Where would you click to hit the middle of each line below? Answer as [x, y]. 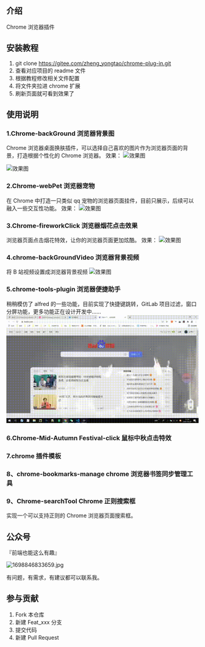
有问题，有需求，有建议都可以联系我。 [54, 577]
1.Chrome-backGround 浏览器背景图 [60, 133]
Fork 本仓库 [30, 615]
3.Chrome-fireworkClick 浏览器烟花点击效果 [72, 225]
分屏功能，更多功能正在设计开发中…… [54, 312]
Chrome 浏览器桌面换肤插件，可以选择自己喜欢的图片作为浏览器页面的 [95, 148]
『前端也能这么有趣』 [33, 552]
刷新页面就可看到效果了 [45, 93]
